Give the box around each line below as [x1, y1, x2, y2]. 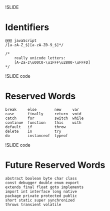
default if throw [5, 124, 66, 129]
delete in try [5, 129, 61, 134]
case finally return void [5, 111, 81, 116]
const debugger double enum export [5, 180, 79, 185]
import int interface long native [5, 189, 77, 194]
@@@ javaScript [5, 38, 37, 43]
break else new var [5, 107, 79, 112]
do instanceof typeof [5, 133, 68, 138]
